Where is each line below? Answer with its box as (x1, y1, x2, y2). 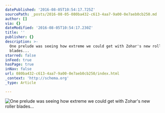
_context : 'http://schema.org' (5, 76, 69, 81)
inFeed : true (5, 57, 32, 62)
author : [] (5, 16, 27, 21)
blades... (9, 48, 29, 53)
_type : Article (5, 80, 36, 85)
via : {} (5, 21, 21, 26)
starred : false (5, 53, 36, 58)
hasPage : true (5, 62, 34, 67)
